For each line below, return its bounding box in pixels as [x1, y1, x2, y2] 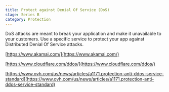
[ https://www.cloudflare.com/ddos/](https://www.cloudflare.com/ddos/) [5, 61, 156, 67]
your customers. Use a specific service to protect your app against [5, 36, 145, 42]
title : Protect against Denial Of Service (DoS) [5, 7, 110, 13]
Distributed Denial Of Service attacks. [5, 41, 84, 48]
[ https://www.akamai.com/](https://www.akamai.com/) [5, 51, 119, 57]
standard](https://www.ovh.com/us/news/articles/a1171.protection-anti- [5, 76, 154, 82]
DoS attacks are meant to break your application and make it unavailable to [5, 31, 162, 37]
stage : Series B [5, 12, 39, 17]
